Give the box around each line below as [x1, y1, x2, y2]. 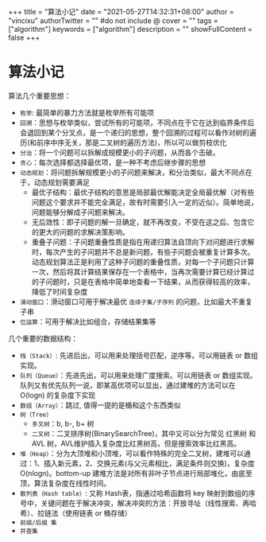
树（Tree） [19, 411, 53, 419]
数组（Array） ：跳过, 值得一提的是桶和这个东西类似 [19, 400, 181, 410]
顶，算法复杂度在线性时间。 [19, 478, 111, 488]
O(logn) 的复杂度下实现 [19, 390, 96, 400]
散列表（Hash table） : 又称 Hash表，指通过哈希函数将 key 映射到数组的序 [19, 488, 256, 497]
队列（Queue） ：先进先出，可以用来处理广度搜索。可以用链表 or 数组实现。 [19, 370, 257, 380]
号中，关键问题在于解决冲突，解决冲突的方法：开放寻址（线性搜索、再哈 [19, 498, 256, 508]
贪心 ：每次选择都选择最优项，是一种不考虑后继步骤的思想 [19, 158, 206, 167]
